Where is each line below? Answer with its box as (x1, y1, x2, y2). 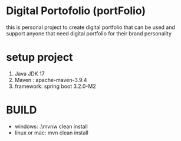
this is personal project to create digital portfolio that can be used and (6, 24, 176, 31)
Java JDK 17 (14, 70, 45, 77)
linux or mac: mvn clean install (14, 129, 88, 136)
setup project (6, 51, 73, 64)
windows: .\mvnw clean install (14, 123, 88, 130)
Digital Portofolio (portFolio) (6, 4, 146, 18)
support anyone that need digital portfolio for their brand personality (6, 29, 172, 37)
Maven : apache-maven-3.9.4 (14, 76, 87, 83)
